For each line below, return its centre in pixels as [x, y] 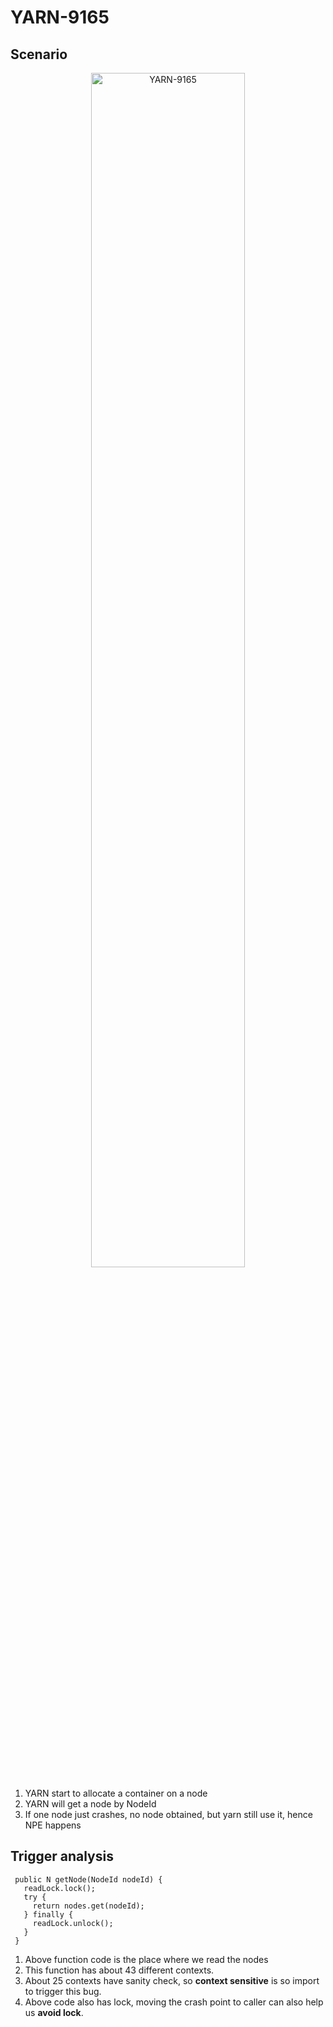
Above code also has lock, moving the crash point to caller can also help [174, 2002]
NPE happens [53, 1825]
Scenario [39, 54]
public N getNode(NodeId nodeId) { [88, 1879]
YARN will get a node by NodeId [90, 1804]
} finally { [48, 1914]
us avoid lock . [54, 2012]
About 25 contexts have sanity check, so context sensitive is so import [172, 1980]
